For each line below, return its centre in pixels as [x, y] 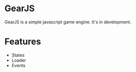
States [18, 55]
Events [18, 65]
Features [23, 42]
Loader [19, 60]
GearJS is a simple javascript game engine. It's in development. [68, 22]
